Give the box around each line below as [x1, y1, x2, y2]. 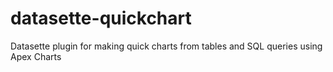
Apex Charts [10, 50, 62, 62]
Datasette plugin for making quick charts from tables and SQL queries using [10, 40, 323, 52]
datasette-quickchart [10, 7, 192, 30]
